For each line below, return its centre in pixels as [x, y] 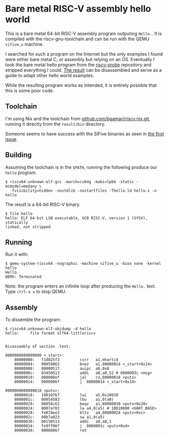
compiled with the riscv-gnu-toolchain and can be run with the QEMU [77, 39]
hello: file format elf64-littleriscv [50, 334]
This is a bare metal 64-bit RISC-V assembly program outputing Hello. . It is [84, 33]
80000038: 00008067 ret [50, 430]
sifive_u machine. [24, 44]
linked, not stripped [28, 227]
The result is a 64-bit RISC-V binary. [43, 204]
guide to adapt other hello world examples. [50, 75]
